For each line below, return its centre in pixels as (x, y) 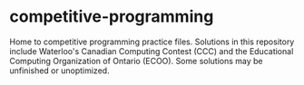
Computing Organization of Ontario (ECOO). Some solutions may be (136, 61)
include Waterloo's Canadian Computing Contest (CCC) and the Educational (152, 51)
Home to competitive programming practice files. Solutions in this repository (152, 42)
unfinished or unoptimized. (60, 71)
